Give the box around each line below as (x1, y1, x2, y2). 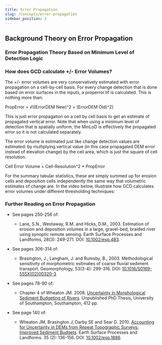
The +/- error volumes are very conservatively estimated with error (5, 79, 140, 85)
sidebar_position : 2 (5, 16, 47, 21)
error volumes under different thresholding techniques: (5, 188, 115, 194)
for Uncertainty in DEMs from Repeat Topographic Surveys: (19, 325, 139, 330)
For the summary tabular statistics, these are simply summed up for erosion (5, 172, 157, 178)
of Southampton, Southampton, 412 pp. (19, 300, 98, 306)
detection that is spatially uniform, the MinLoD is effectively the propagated (5, 124, 156, 130)
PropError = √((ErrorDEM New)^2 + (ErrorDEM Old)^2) (5, 104, 113, 110)
